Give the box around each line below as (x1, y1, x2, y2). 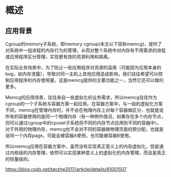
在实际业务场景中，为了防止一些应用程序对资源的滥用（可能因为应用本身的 (5, 65, 161, 70)
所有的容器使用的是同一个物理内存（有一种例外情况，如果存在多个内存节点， (5, 113, 166, 120)
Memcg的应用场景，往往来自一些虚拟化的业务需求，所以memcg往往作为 (5, 95, 157, 100)
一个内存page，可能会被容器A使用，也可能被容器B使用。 (14, 133, 134, 138)
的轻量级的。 (5, 156, 32, 162)
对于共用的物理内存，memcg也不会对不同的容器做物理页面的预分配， (5, 126, 151, 132)
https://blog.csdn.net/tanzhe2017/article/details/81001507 (5, 166, 127, 172)
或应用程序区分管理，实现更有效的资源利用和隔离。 (5, 54, 112, 60)
